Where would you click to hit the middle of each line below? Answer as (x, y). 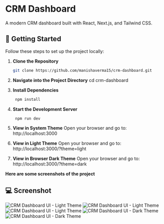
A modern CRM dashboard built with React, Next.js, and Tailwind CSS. (79, 23)
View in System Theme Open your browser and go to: (70, 128)
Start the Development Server (45, 109)
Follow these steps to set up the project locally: (55, 51)
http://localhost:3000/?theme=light (49, 149)
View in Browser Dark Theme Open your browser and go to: (76, 159)
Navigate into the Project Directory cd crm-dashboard (71, 80)
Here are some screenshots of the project (50, 174)
